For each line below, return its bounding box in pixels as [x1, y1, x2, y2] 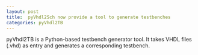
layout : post [6, 8, 39, 15]
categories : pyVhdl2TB [6, 20, 63, 25]
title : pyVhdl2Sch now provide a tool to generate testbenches [6, 14, 171, 20]
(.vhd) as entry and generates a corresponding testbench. [6, 42, 150, 49]
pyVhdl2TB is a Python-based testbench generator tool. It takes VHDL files [6, 36, 193, 43]
